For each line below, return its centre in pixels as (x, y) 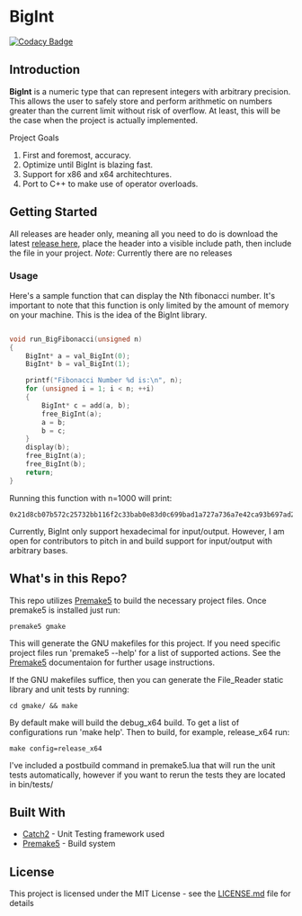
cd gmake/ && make (44, 705)
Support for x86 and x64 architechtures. (97, 174)
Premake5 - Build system (69, 844)
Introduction (45, 70)
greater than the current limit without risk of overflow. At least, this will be (145, 111)
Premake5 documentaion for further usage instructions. (112, 662)
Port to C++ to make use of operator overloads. (110, 184)
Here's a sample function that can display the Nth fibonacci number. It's (142, 295)
